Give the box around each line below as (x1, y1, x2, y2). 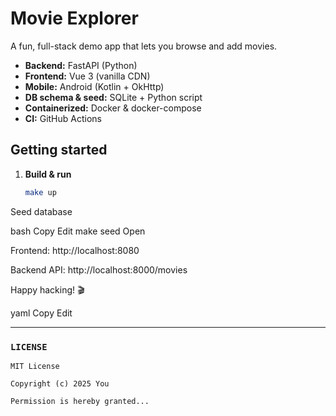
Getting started (10, 142, 108, 159)
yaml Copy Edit (10, 307, 73, 319)
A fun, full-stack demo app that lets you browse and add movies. (10, 40, 278, 52)
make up (24, 187, 57, 197)
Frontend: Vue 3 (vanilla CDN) (24, 70, 151, 82)
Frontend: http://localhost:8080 (10, 244, 140, 256)
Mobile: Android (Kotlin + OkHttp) (24, 80, 165, 92)
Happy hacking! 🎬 (10, 283, 85, 296)
